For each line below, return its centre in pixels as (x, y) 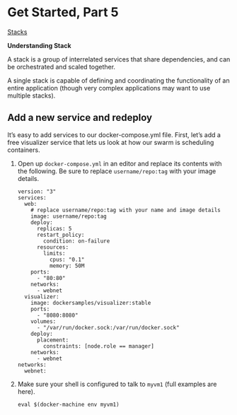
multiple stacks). (31, 95)
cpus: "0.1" (67, 259)
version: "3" (37, 192)
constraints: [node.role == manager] (99, 346)
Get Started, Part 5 (63, 12)
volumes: (44, 321)
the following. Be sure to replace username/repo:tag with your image (117, 171)
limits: (54, 253)
